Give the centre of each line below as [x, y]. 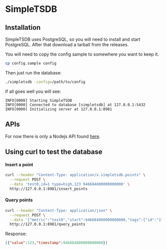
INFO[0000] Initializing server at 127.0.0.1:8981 [59, 109]
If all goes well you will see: [33, 91]
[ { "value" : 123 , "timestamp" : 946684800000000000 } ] [56, 243]
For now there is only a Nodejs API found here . [53, 136]
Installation [23, 28]
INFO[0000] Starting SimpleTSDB [39, 100]
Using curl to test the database [54, 152]
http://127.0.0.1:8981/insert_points [49, 189]
